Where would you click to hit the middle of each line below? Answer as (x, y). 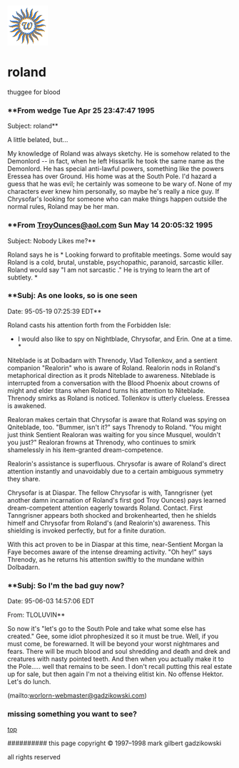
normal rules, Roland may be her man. (63, 207)
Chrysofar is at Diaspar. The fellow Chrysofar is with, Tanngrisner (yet (110, 492)
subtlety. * (22, 277)
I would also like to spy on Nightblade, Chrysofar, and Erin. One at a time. (125, 339)
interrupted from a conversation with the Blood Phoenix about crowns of (113, 383)
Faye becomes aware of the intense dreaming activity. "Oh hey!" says (110, 552)
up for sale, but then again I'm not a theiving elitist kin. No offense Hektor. (116, 674)
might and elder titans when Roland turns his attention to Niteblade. (106, 390)
